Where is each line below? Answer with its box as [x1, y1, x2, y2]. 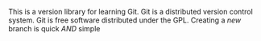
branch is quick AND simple [8, 24, 101, 33]
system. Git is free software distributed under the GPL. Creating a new [8, 15, 242, 25]
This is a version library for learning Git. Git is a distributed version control [8, 7, 254, 16]
